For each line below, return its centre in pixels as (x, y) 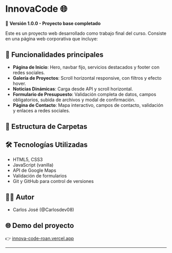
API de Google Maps (34, 170)
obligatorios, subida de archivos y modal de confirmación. (74, 100)
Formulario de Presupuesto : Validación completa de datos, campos (84, 94)
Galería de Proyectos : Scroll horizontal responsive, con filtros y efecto (87, 78)
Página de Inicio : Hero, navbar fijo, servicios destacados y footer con (86, 67)
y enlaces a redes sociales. (41, 110)
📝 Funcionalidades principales (55, 55)
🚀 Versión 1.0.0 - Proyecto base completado (53, 23)
